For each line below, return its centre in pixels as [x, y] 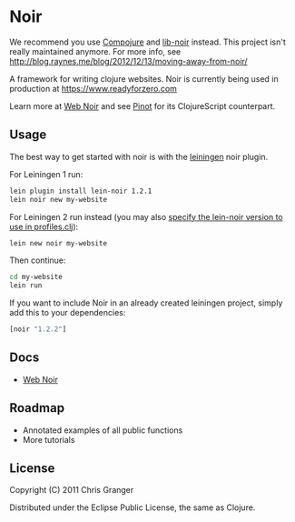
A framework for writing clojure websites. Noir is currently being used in [144, 78]
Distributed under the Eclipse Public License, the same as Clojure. [133, 507]
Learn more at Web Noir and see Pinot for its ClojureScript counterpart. [143, 105]
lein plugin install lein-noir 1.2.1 [81, 191]
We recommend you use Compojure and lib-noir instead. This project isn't [147, 42]
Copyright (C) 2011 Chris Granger [72, 490]
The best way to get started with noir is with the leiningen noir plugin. [139, 156]
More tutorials [49, 439]
